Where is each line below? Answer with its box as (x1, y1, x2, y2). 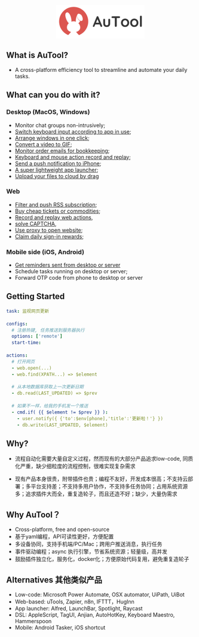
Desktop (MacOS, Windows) (6, 108, 90, 116)
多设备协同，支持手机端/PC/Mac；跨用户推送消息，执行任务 (14, 541, 163, 548)
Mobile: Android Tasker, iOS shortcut (14, 624, 106, 631)
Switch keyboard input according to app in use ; (14, 128, 131, 135)
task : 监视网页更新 (6, 308, 50, 314)
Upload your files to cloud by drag (14, 173, 99, 180)
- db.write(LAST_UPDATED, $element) (17, 422, 109, 428)
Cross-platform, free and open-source (14, 526, 109, 533)
